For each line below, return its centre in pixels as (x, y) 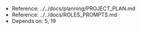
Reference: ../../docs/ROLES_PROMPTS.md (64, 15)
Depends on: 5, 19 (34, 21)
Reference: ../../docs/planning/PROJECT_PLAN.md (73, 9)
